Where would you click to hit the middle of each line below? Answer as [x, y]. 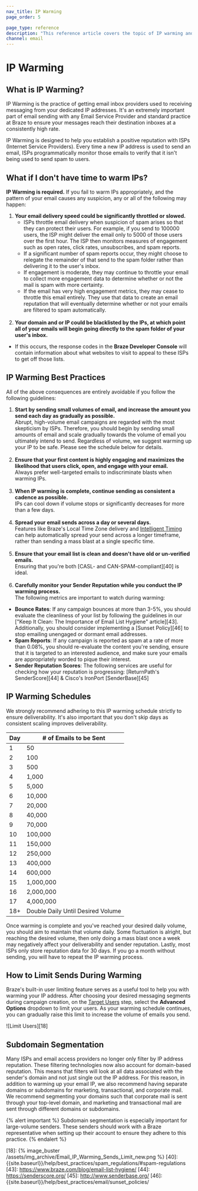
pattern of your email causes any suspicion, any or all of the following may [96, 198]
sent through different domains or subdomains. [63, 1109]
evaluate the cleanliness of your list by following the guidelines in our [98, 615]
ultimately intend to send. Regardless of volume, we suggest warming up [103, 441]
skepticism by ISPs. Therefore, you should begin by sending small [95, 428]
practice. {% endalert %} [36, 1139]
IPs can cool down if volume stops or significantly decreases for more [99, 503]
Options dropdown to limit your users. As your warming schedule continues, [99, 1008]
